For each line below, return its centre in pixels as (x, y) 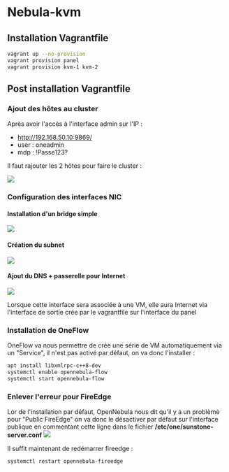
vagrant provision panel (43, 60)
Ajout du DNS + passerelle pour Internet (66, 276)
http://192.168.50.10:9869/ (55, 138)
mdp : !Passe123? (43, 152)
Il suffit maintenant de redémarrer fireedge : (70, 449)
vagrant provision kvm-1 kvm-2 (53, 67)
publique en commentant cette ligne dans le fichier (80, 427)
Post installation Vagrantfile (69, 89)
